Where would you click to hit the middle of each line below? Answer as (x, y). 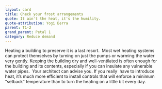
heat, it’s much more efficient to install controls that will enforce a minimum (80, 76)
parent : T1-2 (18, 28)
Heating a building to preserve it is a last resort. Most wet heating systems (80, 50)
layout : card (18, 9)
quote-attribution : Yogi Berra (37, 23)
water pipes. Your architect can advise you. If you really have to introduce (80, 71)
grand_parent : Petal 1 (28, 32)
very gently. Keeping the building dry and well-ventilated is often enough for (81, 61)
